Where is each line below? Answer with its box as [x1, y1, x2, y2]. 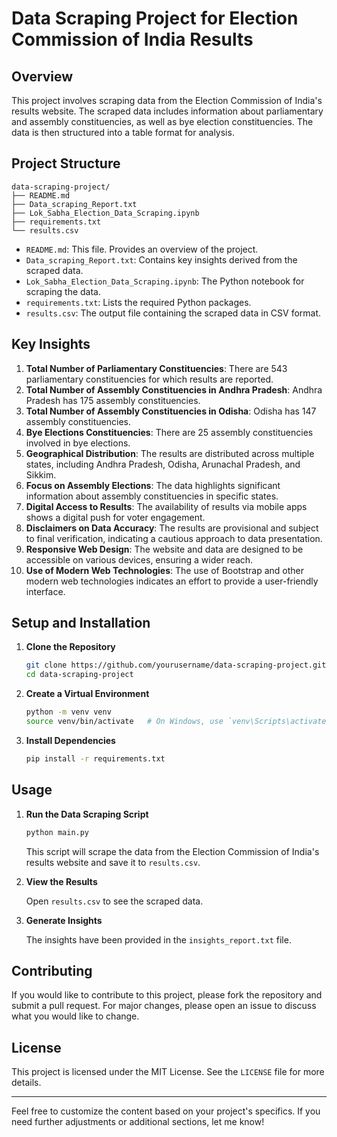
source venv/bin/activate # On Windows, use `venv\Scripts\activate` [25, 717, 331, 727]
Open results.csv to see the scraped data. [25, 895, 204, 907]
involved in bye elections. [25, 437, 131, 449]
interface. [25, 585, 66, 597]
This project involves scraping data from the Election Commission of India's [11, 95, 323, 106]
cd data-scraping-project [25, 670, 134, 680]
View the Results [25, 875, 98, 887]
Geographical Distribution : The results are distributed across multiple [25, 447, 315, 459]
